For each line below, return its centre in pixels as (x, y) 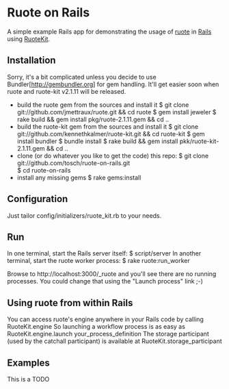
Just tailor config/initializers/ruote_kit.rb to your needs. (84, 215)
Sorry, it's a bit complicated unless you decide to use (82, 77)
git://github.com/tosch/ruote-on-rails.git (73, 163)
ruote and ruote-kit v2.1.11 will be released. (67, 91)
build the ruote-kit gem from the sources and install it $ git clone (108, 126)
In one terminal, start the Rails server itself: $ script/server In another (104, 253)
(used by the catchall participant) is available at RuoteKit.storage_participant (114, 341)
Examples (28, 363)
